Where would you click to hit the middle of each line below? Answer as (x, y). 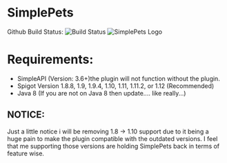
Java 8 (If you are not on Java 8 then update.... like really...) (101, 93)
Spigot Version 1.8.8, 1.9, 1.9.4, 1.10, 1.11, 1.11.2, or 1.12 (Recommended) (116, 86)
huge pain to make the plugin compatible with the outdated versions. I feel (112, 138)
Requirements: (50, 59)
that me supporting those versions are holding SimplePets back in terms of (113, 146)
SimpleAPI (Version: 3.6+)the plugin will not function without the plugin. (119, 78)
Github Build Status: (35, 32)
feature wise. (26, 153)
